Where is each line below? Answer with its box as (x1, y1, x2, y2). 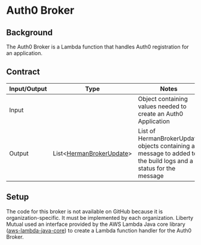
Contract (6, 67, 40, 77)
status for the (138, 164, 175, 172)
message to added (138, 149, 190, 157)
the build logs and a (138, 157, 193, 165)
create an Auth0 (138, 109, 184, 118)
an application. (6, 50, 43, 57)
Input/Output (9, 84, 47, 93)
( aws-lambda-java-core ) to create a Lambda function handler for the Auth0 (6, 226, 192, 234)
